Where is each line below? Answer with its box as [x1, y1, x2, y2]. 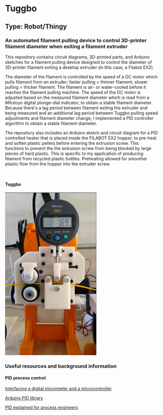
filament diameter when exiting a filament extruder [5, 43, 128, 50]
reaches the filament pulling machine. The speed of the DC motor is [5, 89, 141, 95]
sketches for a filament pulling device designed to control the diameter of [5, 59, 152, 65]
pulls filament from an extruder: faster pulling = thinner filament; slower [5, 79, 148, 85]
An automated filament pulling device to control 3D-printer [5, 37, 147, 44]
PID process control [5, 375, 46, 380]
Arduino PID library [5, 395, 43, 401]
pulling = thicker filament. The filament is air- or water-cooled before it [5, 84, 146, 90]
